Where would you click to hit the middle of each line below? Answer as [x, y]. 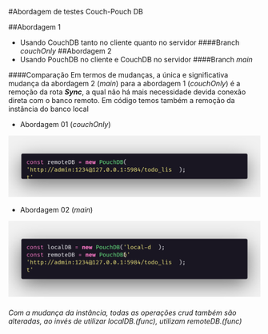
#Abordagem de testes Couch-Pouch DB [76, 12]
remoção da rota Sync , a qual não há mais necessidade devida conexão [127, 92]
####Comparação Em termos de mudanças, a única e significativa [118, 75]
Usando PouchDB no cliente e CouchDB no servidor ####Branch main [136, 60]
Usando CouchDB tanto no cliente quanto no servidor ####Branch [130, 42]
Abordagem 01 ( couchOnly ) [65, 124]
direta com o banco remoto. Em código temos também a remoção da [122, 100]
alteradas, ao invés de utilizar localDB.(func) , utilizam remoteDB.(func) [125, 321]
